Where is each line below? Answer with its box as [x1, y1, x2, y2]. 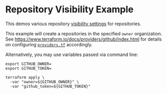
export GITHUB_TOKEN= [5, 66, 52, 71]
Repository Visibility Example [5, 4, 134, 15]
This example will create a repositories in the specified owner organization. [5, 30, 162, 36]
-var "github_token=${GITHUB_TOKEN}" [10, 84, 91, 89]
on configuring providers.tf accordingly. [5, 41, 92, 47]
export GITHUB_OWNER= [5, 61, 52, 66]
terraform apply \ [5, 74, 45, 80]
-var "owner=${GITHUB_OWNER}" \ [10, 79, 80, 84]
